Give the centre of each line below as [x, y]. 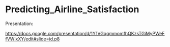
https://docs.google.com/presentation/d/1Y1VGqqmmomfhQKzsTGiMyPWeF [85, 33]
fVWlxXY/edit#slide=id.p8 [33, 39]
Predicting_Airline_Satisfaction [72, 9]
